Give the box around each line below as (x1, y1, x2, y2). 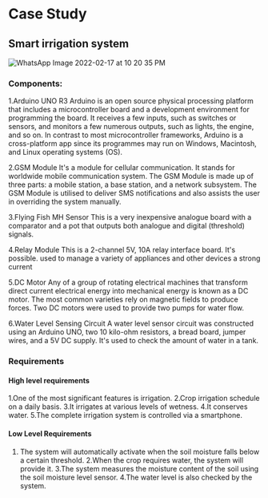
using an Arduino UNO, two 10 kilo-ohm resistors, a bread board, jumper (8, 327, 246, 337)
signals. (8, 229, 34, 239)
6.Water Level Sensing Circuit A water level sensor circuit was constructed (8, 318, 254, 329)
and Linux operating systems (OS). (8, 148, 122, 157)
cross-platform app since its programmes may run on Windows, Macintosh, (8, 139, 258, 148)
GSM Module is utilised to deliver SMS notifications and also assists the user (8, 188, 261, 198)
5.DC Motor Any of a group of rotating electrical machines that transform (8, 277, 248, 287)
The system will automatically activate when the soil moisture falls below (19, 447, 260, 456)
